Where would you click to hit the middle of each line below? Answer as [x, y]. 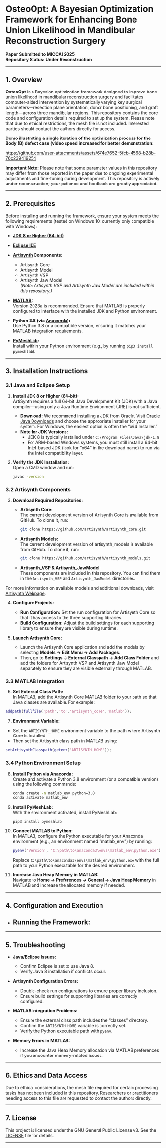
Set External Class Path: [38, 692]
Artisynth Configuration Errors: [45, 981]
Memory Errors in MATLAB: [41, 1041]
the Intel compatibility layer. [55, 453]
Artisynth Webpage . [26, 593]
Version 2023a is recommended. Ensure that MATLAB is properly [79, 306]
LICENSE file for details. [30, 1135]
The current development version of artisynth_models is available [86, 544]
